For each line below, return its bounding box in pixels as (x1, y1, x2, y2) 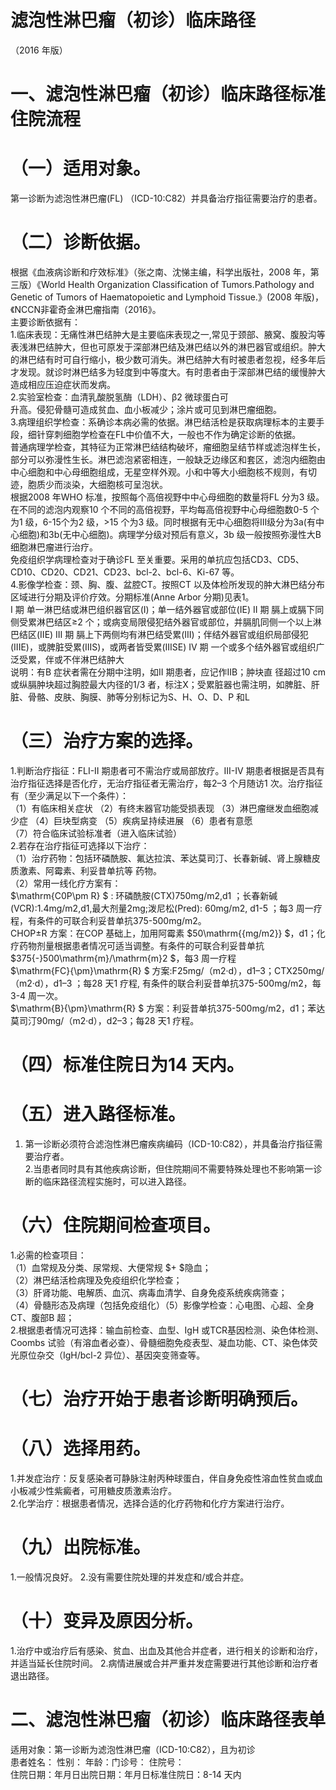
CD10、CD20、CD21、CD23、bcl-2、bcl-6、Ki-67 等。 (10, 566, 240, 578)
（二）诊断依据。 (10, 231, 152, 254)
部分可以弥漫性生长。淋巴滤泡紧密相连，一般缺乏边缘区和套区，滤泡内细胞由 (10, 454, 326, 465)
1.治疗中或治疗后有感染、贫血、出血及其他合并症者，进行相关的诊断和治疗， (10, 1645, 323, 1656)
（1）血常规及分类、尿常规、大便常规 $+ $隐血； (10, 1262, 212, 1273)
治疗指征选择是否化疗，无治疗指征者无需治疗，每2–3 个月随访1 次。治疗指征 (10, 777, 323, 789)
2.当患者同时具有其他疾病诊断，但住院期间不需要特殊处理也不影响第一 (24, 1163, 314, 1175)
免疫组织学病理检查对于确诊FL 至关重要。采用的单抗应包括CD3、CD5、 (10, 554, 305, 565)
